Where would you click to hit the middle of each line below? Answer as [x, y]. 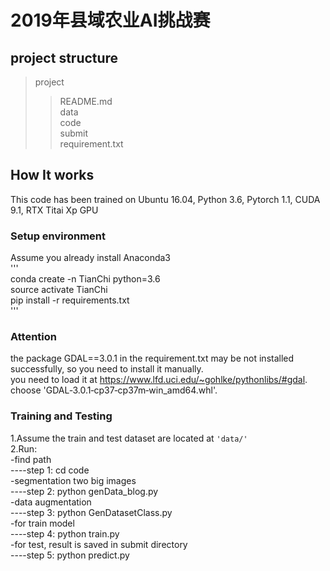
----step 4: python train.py [65, 533]
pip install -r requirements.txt [70, 300]
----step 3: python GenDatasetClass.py [91, 512]
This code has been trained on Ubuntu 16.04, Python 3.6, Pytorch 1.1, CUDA [165, 199]
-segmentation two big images [73, 480]
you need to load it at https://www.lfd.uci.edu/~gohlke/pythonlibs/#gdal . [159, 380]
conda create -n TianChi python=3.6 [85, 279]
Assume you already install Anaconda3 [90, 258]
